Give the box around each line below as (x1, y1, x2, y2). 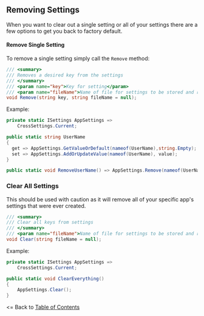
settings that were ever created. (6, 202, 86, 209)
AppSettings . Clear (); (17, 287, 72, 293)
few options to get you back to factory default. (6, 27, 123, 35)
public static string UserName (6, 134, 86, 140)
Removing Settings (6, 5, 80, 15)
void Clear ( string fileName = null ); (6, 237, 102, 243)
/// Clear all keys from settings (6, 220, 94, 226)
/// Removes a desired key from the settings (6, 72, 123, 78)
